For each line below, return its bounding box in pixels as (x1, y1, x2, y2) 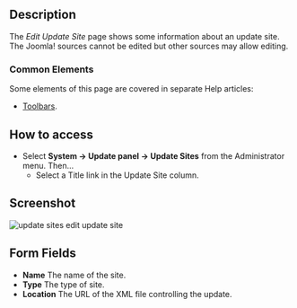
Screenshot (9, 196, 76, 211)
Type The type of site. (22, 278, 105, 290)
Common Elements (9, 63, 94, 75)
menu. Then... (22, 160, 74, 171)
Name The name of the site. (22, 269, 127, 280)
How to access (9, 127, 94, 142)
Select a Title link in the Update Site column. (35, 170, 199, 180)
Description (9, 7, 76, 22)
